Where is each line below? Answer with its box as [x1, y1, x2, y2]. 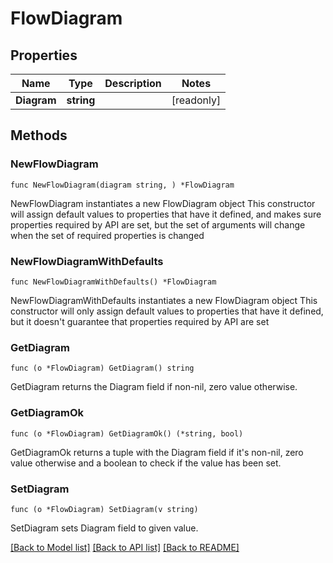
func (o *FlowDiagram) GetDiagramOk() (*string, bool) [10, 428, 244, 439]
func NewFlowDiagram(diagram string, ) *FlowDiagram [10, 180, 235, 190]
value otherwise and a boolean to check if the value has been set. [10, 457, 282, 469]
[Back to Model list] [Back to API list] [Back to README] [10, 541, 240, 553]
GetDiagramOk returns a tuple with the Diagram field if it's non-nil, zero [10, 446, 304, 458]
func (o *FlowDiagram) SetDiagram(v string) [10, 504, 199, 514]
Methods [10, 127, 68, 144]
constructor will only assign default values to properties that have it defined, [10, 305, 324, 317]
